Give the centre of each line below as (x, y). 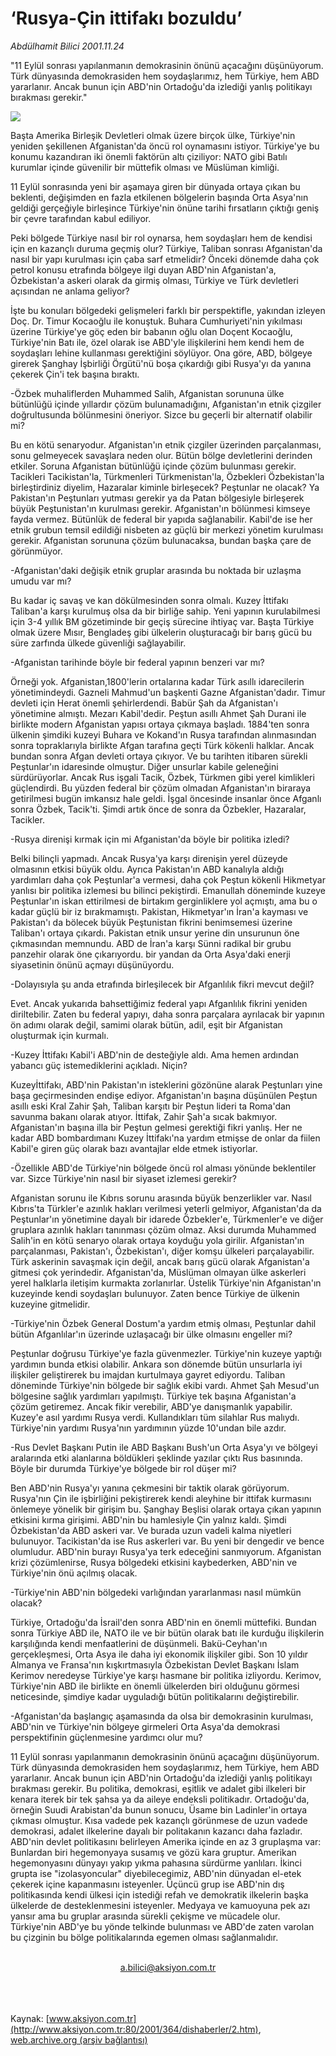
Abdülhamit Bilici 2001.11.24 (67, 46)
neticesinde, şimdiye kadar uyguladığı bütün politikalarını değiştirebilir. (155, 1696)
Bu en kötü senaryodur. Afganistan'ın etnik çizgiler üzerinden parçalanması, (166, 444)
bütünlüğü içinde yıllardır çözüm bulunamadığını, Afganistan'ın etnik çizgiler (166, 404)
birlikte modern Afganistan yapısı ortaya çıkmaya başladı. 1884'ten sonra (160, 724)
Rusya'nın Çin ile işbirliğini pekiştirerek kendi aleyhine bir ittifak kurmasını (161, 1498)
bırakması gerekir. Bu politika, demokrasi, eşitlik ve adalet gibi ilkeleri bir (158, 1788)
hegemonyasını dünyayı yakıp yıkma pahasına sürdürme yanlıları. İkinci (156, 1863)
